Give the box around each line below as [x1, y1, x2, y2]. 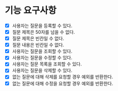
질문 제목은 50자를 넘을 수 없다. [12, 29, 75, 35]
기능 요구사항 [5, 5, 57, 16]
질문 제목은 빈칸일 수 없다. [12, 35, 64, 41]
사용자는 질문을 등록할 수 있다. [12, 22, 73, 29]
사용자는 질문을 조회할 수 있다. [12, 48, 73, 54]
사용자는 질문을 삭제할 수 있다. [12, 67, 73, 74]
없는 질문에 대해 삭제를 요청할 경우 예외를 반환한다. [12, 74, 113, 80]
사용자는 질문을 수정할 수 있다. [12, 55, 73, 61]
